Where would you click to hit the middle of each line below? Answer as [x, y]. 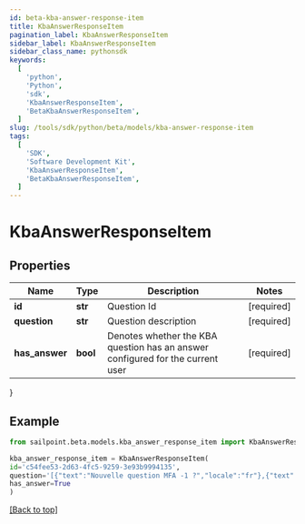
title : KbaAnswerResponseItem [67, 26]
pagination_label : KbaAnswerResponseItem [89, 35]
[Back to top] [34, 509]
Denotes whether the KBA [162, 336]
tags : [20, 136]
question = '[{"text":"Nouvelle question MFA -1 [99, 475]
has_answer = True [40, 484]
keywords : [28, 60]
